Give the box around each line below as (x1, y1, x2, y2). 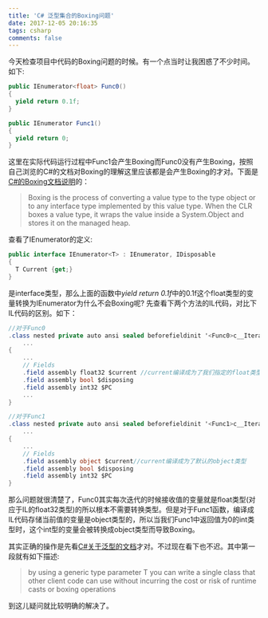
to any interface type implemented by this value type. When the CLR (27, 201, 253, 211)
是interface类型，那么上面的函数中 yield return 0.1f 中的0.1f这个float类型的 (8, 288, 247, 297)
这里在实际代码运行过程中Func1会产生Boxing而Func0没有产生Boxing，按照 (8, 157, 254, 167)
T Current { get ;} (15, 266, 73, 274)
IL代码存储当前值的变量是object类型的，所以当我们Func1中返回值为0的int (8, 515, 248, 525)
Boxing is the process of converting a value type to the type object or (27, 193, 256, 203)
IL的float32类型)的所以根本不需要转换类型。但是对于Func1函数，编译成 (22, 505, 255, 514)
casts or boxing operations (27, 585, 116, 594)
